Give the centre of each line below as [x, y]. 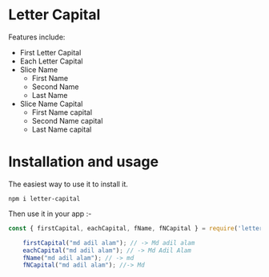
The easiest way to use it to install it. [68, 184]
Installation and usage [83, 162]
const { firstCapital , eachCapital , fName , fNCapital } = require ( [123, 228]
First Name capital [62, 112]
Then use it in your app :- [50, 214]
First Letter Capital [50, 52]
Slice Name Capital [51, 104]
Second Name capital [67, 120]
